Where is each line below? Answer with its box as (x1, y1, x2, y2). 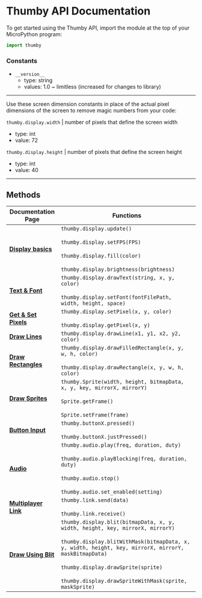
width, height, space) (61, 300, 126, 307)
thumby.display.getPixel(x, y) (61, 322, 150, 328)
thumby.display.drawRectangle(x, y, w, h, (61, 364, 185, 371)
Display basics (9, 244, 52, 253)
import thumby (6, 42, 42, 48)
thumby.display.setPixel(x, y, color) (61, 308, 173, 315)
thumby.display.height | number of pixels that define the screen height (6, 148, 182, 156)
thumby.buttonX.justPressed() (61, 433, 147, 440)
